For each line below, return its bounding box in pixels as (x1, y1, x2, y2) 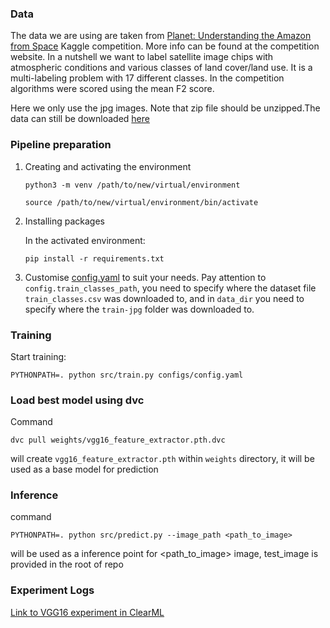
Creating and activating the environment (24, 160, 192, 172)
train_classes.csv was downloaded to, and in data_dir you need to (24, 292, 305, 304)
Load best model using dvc (10, 393, 145, 407)
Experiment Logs (10, 583, 95, 597)
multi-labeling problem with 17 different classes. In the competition (10, 72, 285, 84)
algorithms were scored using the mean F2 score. (10, 83, 215, 95)
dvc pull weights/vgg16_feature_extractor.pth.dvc (10, 435, 226, 446)
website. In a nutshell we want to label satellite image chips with (10, 51, 274, 63)
